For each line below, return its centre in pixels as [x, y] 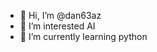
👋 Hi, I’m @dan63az [60, 15]
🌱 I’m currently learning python [83, 36]
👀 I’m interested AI [57, 26]
